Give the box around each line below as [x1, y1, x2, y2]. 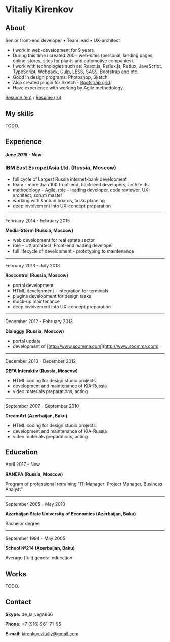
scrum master [33, 192, 63, 198]
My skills [5, 109, 34, 118]
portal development [12, 282, 54, 288]
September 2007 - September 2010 [5, 403, 79, 409]
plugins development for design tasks [12, 293, 92, 299]
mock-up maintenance [12, 298, 60, 304]
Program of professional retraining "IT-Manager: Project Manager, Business [5, 481, 163, 487]
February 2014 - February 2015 [5, 217, 70, 224]
